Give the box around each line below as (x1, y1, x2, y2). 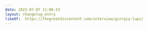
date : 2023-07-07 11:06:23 (5, 7, 60, 12)
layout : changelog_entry (5, 12, 56, 17)
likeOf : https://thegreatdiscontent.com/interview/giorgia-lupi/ (5, 16, 144, 21)
